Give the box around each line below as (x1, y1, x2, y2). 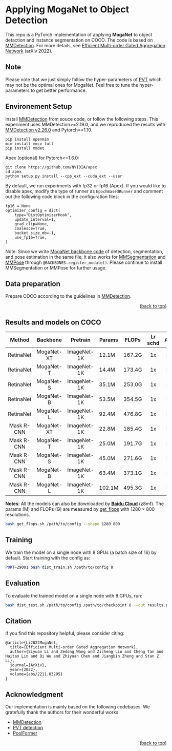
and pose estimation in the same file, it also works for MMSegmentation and (5, 254, 166, 260)
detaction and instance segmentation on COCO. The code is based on (5, 37, 153, 43)
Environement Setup (5, 102, 72, 111)
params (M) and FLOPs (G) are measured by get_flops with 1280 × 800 (5, 506, 155, 512)
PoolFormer (12, 730, 38, 736)
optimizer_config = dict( (5, 208, 60, 213)
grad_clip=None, (14, 221, 50, 226)
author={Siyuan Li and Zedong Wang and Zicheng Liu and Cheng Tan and (10, 649, 164, 654)
